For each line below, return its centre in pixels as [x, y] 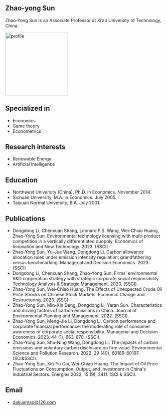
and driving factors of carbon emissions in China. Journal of [74, 311]
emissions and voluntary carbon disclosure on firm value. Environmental [87, 348]
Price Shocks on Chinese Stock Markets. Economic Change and [78, 295]
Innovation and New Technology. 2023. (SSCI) [60, 247]
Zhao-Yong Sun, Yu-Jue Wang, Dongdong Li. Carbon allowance [78, 252]
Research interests [35, 147]
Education [22, 180]
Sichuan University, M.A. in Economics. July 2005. [64, 197]
